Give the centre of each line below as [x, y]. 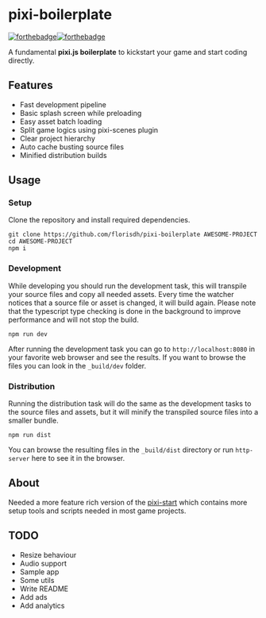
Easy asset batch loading [61, 122]
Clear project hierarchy [57, 138]
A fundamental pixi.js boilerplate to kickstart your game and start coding [128, 52]
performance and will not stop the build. [73, 319]
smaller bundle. [33, 421]
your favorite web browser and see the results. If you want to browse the [127, 357]
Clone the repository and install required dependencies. [99, 220]
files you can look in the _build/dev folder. [77, 365]
